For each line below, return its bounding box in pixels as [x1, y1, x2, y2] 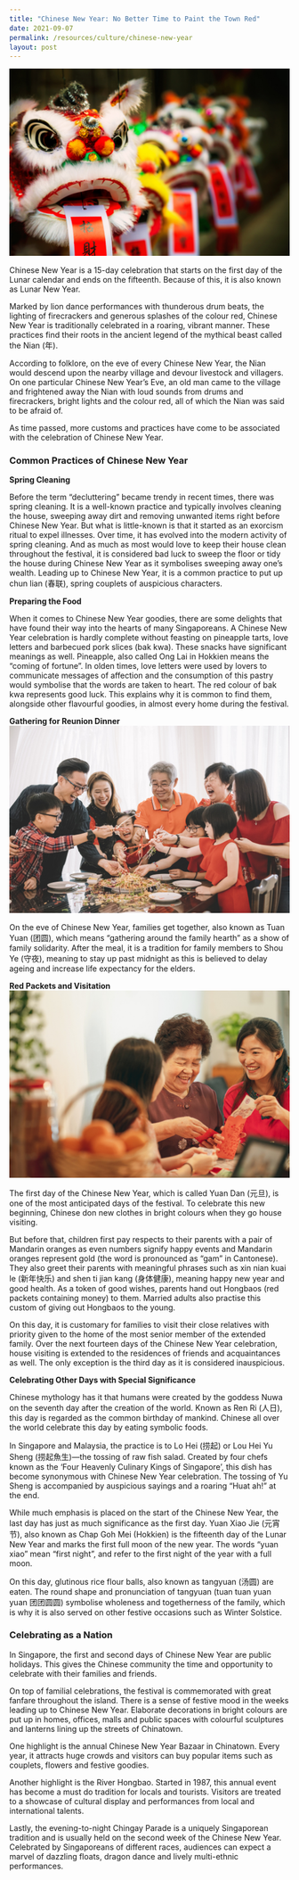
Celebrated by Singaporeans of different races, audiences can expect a [9, 1842, 271, 1852]
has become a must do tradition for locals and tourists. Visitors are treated [9, 1786, 282, 1797]
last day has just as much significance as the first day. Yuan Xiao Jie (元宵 [9, 1517, 280, 1529]
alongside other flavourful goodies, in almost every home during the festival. [9, 698, 289, 709]
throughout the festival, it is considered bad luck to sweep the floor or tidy [9, 548, 281, 559]
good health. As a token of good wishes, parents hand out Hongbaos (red [9, 1282, 279, 1293]
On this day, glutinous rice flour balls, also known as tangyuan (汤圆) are [9, 1576, 274, 1587]
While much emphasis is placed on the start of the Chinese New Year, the [9, 1507, 279, 1518]
